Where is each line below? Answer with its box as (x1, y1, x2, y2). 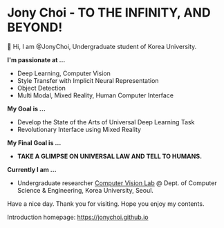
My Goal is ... (7, 104, 46, 113)
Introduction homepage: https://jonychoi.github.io (7, 213, 149, 221)
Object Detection (17, 84, 66, 92)
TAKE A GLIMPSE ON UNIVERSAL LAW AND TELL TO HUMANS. (17, 152, 203, 160)
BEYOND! (7, 19, 63, 35)
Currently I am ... (7, 165, 57, 173)
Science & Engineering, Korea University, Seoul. (17, 186, 154, 194)
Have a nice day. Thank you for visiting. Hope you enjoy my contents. (7, 199, 205, 208)
